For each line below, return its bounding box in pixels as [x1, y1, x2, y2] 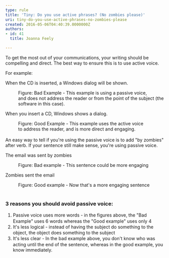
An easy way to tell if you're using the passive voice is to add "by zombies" [5, 137, 164, 143]
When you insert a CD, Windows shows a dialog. [5, 111, 108, 117]
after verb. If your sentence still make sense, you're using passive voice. [5, 142, 158, 148]
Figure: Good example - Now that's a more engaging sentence [18, 182, 150, 188]
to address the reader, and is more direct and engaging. [18, 126, 136, 132]
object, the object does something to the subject [12, 230, 115, 236]
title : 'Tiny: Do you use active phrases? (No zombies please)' [5, 12, 145, 17]
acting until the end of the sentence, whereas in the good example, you [12, 241, 163, 247]
